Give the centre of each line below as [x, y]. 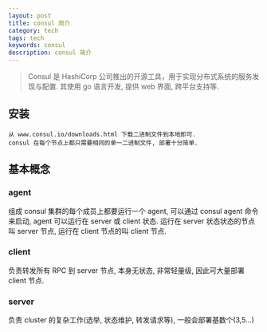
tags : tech [26, 38]
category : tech [33, 30]
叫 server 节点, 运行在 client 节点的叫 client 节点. [88, 231]
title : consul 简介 [39, 23]
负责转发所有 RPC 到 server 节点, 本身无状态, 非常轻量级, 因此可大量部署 [126, 270]
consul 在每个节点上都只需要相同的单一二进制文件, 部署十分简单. [103, 143]
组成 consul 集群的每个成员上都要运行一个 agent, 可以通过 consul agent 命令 [133, 211]
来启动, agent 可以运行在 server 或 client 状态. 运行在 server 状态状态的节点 [132, 221]
